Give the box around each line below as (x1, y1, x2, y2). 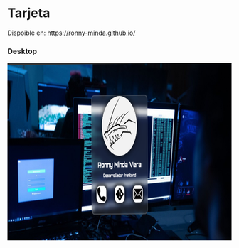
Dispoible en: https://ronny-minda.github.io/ (7, 28, 136, 37)
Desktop (7, 46, 38, 56)
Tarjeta (7, 5, 51, 21)
